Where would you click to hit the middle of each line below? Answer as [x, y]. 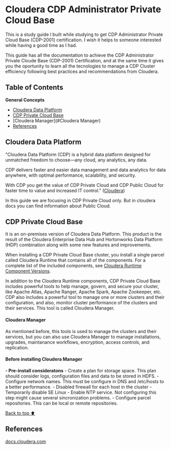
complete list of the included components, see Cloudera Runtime [74, 266]
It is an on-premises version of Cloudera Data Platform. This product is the [83, 234]
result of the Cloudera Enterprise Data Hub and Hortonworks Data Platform [84, 240]
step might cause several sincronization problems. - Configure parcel [78, 397]
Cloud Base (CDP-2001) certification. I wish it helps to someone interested [83, 40]
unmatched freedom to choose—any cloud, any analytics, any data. [76, 160]
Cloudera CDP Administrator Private [83, 9]
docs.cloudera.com [26, 441]
